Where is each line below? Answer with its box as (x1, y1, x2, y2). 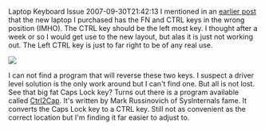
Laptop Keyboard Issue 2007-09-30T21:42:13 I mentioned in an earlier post (8, 7, 257, 16)
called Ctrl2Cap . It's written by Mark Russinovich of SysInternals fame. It (8, 96, 247, 105)
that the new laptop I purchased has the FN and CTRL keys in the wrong (8, 15, 245, 25)
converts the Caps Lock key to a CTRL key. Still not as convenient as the (8, 105, 246, 113)
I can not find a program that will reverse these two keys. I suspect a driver (8, 71, 254, 80)
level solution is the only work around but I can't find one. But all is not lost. (8, 79, 255, 88)
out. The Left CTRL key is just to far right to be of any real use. (8, 40, 213, 50)
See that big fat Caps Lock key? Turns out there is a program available (8, 87, 239, 97)
